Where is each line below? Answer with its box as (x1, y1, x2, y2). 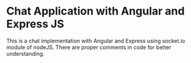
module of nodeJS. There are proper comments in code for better (6, 44, 171, 51)
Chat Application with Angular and (6, 4, 185, 18)
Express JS (6, 17, 64, 31)
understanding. (6, 50, 45, 57)
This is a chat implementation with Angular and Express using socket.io (6, 37, 186, 44)
